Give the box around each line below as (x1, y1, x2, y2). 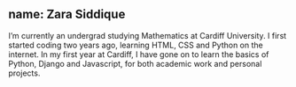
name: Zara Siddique (8, 7, 126, 22)
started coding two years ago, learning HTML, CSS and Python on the (8, 40, 263, 50)
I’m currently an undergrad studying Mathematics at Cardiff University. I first (8, 30, 287, 40)
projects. (8, 68, 41, 78)
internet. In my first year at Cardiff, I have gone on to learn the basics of (8, 48, 269, 60)
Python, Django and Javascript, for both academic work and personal (8, 58, 262, 69)
